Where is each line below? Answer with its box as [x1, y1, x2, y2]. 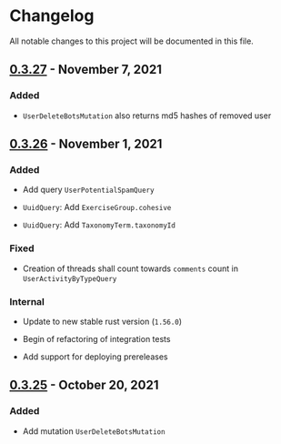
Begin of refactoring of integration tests [22, 333, 171, 344]
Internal [9, 295, 45, 308]
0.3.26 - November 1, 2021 [9, 136, 163, 152]
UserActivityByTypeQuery [22, 274, 117, 283]
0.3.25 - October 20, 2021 [9, 378, 159, 393]
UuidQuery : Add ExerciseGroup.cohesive [22, 202, 172, 213]
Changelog [9, 5, 95, 26]
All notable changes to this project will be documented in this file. [9, 35, 255, 46]
